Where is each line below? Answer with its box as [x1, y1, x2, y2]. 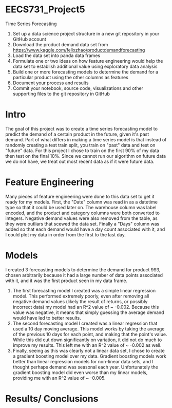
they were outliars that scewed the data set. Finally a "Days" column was [5, 220, 160, 227]
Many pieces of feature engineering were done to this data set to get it [5, 193, 155, 199]
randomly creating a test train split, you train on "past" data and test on [5, 142, 156, 148]
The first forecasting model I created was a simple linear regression [12, 287, 156, 293]
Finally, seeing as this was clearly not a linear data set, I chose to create [12, 347, 165, 354]
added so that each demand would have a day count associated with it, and [5, 226, 165, 232]
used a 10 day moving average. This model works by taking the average [12, 325, 165, 332]
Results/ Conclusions [5, 393, 99, 404]
